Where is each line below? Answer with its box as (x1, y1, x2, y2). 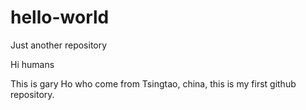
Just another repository (10, 39, 108, 51)
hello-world (10, 6, 110, 29)
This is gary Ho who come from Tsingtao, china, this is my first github (10, 77, 297, 90)
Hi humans (10, 58, 55, 70)
